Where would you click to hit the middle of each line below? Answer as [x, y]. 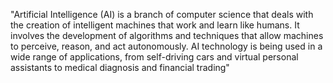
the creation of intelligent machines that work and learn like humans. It [155, 25]
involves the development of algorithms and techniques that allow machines [167, 35]
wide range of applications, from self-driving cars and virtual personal [154, 57]
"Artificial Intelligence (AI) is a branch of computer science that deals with [162, 14]
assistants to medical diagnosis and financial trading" [120, 67]
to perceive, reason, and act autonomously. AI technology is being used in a [166, 46]
